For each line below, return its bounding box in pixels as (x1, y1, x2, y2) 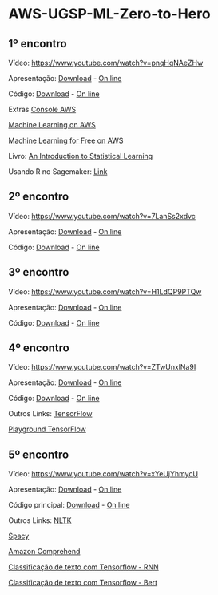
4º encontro (8, 342, 69, 355)
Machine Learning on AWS (8, 120, 96, 129)
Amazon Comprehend (8, 547, 81, 557)
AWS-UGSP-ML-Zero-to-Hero (8, 5, 211, 23)
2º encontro (8, 190, 69, 204)
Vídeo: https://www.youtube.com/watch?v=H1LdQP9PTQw (8, 286, 202, 297)
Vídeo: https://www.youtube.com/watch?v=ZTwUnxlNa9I (8, 362, 196, 372)
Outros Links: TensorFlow (8, 409, 93, 419)
